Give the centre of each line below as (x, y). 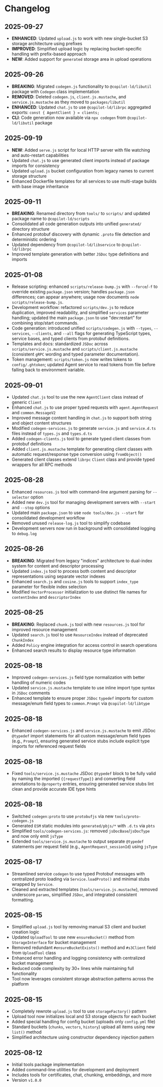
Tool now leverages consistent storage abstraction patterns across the (83, 979)
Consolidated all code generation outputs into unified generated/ (77, 224)
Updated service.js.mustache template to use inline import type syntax (83, 688)
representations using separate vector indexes (58, 576)
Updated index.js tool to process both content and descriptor (74, 571)
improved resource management (44, 629)
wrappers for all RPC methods (42, 465)
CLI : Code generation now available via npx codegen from (69, 118)
